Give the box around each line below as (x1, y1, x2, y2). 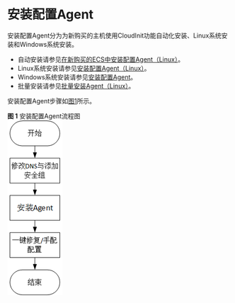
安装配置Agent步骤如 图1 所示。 (7, 96, 96, 105)
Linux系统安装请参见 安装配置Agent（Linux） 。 (17, 64, 151, 72)
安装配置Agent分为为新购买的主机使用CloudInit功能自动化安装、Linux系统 (7, 31, 222, 40)
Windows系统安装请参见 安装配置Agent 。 (17, 72, 137, 81)
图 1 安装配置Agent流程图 (7, 111, 81, 120)
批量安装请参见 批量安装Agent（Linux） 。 (17, 81, 135, 90)
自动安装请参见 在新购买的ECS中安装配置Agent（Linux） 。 (17, 55, 185, 64)
